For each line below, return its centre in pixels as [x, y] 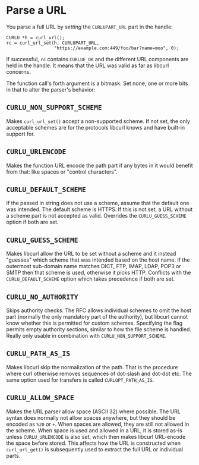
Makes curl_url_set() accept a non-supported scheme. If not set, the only [98, 121]
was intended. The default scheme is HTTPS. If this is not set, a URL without [99, 209]
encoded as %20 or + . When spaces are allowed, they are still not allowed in [98, 424]
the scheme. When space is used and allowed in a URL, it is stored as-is [94, 430]
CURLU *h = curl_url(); [36, 37]
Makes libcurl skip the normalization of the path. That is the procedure [92, 367]
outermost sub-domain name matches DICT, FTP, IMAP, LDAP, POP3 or [94, 266]
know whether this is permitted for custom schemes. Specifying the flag [94, 323]
